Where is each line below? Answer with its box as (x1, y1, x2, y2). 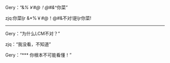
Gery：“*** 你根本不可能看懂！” (5, 52, 72, 58)
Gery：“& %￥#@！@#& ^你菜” (5, 5, 68, 10)
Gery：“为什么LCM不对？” (5, 31, 60, 36)
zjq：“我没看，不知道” (5, 41, 52, 47)
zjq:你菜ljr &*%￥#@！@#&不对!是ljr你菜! (5, 15, 92, 21)
